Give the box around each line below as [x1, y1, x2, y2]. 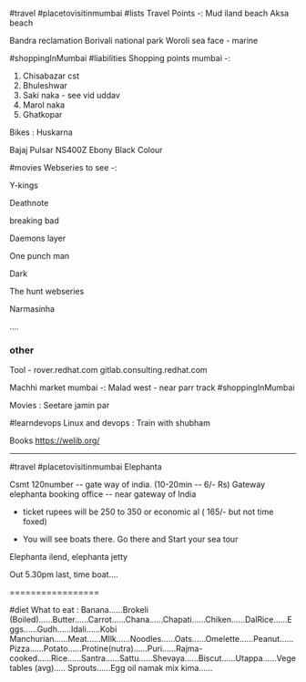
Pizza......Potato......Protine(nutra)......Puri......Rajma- [9, 643, 203, 655]
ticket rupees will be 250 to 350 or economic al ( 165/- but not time [22, 506, 274, 518]
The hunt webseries [9, 286, 85, 296]
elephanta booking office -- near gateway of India [9, 489, 197, 500]
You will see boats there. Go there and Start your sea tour [22, 533, 239, 545]
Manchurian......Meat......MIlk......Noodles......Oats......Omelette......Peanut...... [9, 634, 294, 645]
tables [9, 663, 34, 674]
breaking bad [9, 215, 59, 226]
